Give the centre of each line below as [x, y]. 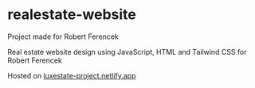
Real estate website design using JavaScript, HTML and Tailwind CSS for [127, 52]
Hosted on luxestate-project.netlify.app [72, 75]
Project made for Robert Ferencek [63, 36]
